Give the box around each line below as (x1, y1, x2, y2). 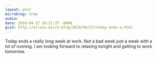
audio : (5, 16, 18, 21)
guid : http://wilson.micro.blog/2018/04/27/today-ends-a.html (5, 25, 133, 30)
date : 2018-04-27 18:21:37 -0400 (5, 20, 72, 26)
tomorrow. (5, 49, 26, 55)
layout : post (5, 7, 31, 12)
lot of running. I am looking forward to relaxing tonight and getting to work (5, 43, 152, 49)
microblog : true (5, 12, 38, 16)
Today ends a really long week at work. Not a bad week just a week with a (5, 38, 152, 44)
